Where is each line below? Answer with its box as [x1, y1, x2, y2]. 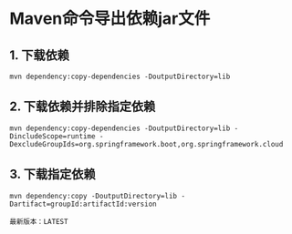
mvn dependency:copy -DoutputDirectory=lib [9, 191, 178, 200]
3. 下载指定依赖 [9, 167, 96, 182]
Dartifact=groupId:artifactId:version [9, 199, 157, 209]
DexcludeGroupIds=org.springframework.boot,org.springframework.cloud [9, 139, 284, 148]
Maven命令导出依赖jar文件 [9, 8, 211, 29]
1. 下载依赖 [9, 47, 70, 63]
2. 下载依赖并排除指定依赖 [9, 99, 156, 115]
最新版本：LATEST [9, 217, 68, 226]
